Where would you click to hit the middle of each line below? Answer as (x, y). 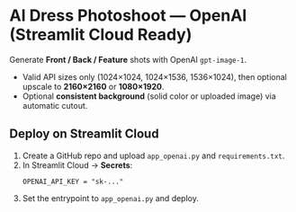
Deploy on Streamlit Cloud (84, 134)
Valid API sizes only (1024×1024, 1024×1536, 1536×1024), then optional (155, 76)
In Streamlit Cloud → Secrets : (77, 165)
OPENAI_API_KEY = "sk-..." (73, 181)
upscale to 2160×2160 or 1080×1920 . (93, 86)
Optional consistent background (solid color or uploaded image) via (149, 96)
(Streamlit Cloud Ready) (101, 35)
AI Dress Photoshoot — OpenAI (128, 16)
